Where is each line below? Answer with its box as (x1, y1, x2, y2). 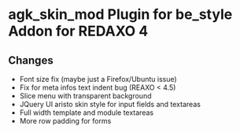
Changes (8, 54, 54, 67)
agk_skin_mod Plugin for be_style (8, 6, 233, 24)
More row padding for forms (19, 116, 112, 125)
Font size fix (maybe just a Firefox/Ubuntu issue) (19, 75, 177, 83)
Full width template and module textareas (19, 108, 154, 117)
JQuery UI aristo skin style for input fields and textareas (19, 100, 201, 109)
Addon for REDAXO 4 (8, 22, 149, 40)
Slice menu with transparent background (19, 91, 152, 100)
